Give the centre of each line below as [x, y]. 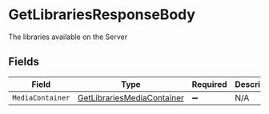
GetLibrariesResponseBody [102, 15]
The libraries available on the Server [68, 37]
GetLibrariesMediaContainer [130, 97]
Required [209, 84]
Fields [24, 62]
